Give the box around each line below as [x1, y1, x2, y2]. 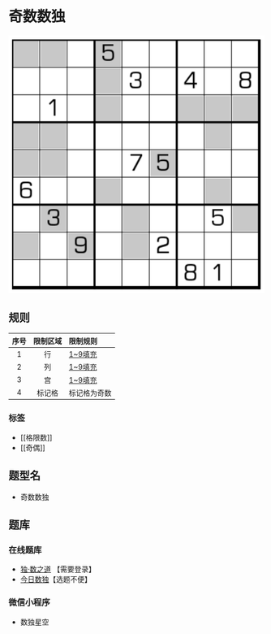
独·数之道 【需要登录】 [19, 564, 96, 574]
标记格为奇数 [68, 388, 112, 397]
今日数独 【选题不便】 [19, 575, 92, 584]
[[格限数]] [19, 432, 53, 442]
